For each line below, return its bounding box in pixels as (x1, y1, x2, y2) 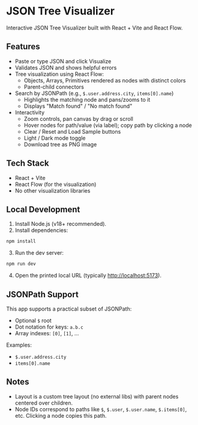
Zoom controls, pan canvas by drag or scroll (23, 115, 134, 122)
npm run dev (6, 261, 36, 267)
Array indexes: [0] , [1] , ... (14, 329, 79, 337)
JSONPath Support (6, 289, 79, 299)
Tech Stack (6, 158, 49, 169)
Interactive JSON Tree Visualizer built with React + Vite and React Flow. (6, 24, 183, 31)
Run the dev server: (14, 249, 64, 256)
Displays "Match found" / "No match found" (23, 102, 133, 110)
